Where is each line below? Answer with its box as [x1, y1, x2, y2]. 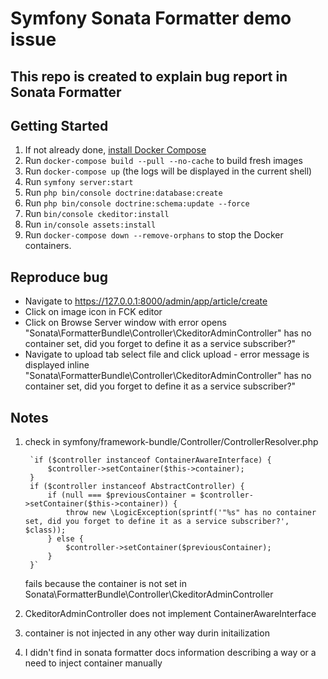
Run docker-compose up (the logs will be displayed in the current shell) [24, 165, 313, 177]
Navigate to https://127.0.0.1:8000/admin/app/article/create [24, 295, 268, 307]
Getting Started [10, 117, 109, 134]
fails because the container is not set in [24, 578, 188, 590]
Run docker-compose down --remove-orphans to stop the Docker [24, 229, 284, 241]
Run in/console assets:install [24, 218, 157, 231]
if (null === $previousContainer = [47, 490, 196, 501]
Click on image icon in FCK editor [24, 306, 163, 318]
